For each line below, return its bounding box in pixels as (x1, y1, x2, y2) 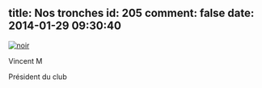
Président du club (8, 72, 67, 82)
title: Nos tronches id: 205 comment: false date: (8, 6, 255, 20)
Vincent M (8, 56, 43, 65)
